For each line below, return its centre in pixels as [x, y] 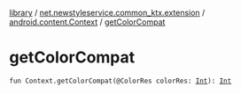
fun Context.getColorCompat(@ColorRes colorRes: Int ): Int [120, 81]
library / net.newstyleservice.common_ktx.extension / [107, 13]
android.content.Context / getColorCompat [87, 22]
